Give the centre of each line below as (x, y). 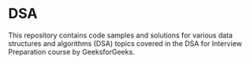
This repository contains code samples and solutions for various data (121, 35)
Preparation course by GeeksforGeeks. (72, 52)
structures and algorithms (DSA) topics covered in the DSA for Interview (125, 43)
